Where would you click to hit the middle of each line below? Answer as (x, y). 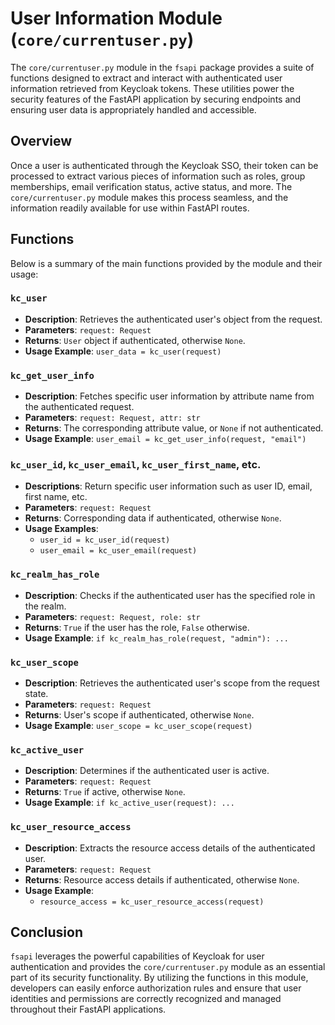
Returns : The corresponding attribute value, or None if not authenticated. (174, 428)
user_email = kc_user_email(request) (118, 551)
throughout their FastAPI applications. (88, 1009)
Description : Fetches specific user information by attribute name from (169, 396)
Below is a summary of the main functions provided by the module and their (166, 263)
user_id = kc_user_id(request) (105, 540)
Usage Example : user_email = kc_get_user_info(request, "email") (165, 439)
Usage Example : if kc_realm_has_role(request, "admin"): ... (156, 638)
